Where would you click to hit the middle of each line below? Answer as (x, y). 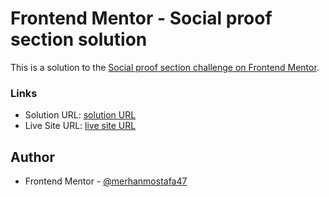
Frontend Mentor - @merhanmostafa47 (106, 181)
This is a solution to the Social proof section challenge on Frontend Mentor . (165, 67)
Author (32, 157)
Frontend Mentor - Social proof (141, 18)
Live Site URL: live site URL (80, 126)
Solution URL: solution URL (80, 115)
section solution (79, 39)
